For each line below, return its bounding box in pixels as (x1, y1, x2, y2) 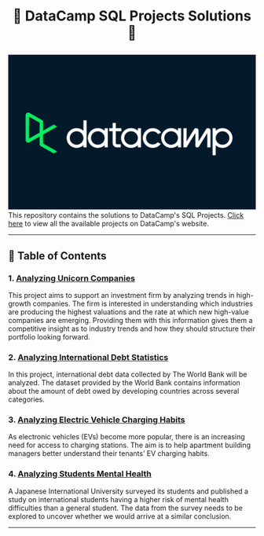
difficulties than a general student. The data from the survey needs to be (8, 503, 244, 512)
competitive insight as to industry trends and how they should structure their (8, 324, 255, 333)
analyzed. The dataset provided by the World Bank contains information (8, 378, 241, 387)
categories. (8, 395, 45, 404)
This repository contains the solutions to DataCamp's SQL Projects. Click (8, 211, 244, 220)
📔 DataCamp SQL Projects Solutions (13, 7, 251, 25)
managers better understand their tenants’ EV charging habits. (8, 449, 210, 458)
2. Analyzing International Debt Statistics (8, 351, 169, 362)
